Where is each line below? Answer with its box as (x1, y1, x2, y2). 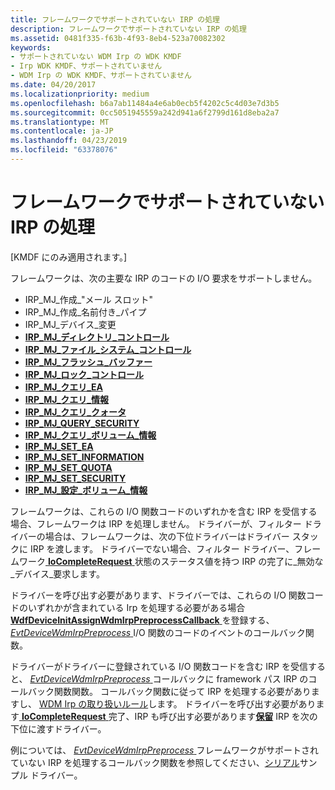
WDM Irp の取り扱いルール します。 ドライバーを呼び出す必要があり (38, 697, 317, 710)
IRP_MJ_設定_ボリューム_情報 (24, 484, 148, 496)
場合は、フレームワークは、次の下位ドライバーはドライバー (44, 530, 290, 542)
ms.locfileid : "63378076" (10, 145, 118, 155)
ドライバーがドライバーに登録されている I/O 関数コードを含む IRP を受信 (10, 660, 308, 672)
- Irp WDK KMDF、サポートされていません (10, 61, 163, 71)
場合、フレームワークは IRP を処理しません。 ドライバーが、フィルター (10, 517, 302, 530)
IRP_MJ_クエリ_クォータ (24, 406, 127, 418)
